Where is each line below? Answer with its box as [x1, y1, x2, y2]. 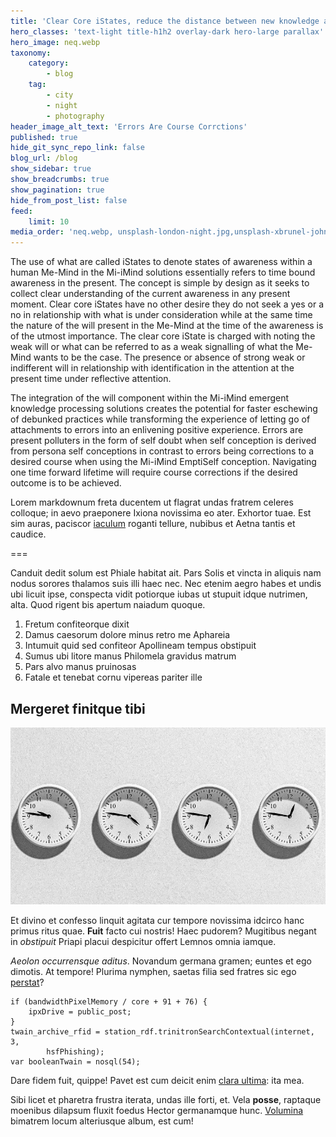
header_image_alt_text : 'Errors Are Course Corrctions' [10, 121, 248, 132]
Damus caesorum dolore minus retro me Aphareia [24, 629, 231, 641]
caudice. [10, 528, 47, 540]
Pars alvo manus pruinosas [24, 661, 137, 673]
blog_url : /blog [10, 153, 78, 164]
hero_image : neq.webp [10, 37, 101, 47]
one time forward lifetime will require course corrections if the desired [10, 466, 298, 479]
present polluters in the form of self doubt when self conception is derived [10, 435, 317, 447]
